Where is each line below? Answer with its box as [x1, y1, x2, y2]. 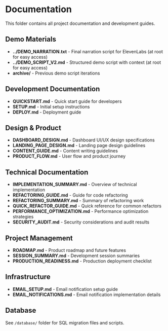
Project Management [5, 234, 73, 242]
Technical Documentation [5, 168, 89, 176]
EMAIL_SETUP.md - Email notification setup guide [12, 286, 118, 292]
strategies [12, 214, 34, 220]
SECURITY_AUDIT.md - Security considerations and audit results [12, 219, 150, 225]
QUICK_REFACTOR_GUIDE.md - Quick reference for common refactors [12, 203, 162, 209]
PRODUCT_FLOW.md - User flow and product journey [12, 153, 126, 159]
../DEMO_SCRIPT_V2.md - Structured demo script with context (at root [12, 59, 161, 65]
